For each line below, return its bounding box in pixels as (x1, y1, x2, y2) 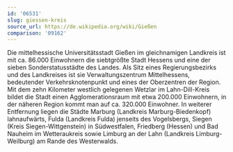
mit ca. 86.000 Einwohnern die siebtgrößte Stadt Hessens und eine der (7, 56, 211, 65)
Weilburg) (7, 137, 35, 146)
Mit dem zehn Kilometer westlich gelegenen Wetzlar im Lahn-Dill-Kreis (7, 85, 210, 94)
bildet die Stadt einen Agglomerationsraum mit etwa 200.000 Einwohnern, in (7, 93, 227, 101)
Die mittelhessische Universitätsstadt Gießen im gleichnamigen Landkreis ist (7, 49, 226, 57)
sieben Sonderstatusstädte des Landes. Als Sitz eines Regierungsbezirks (7, 63, 217, 71)
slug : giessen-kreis (7, 17, 67, 24)
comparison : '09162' (7, 29, 67, 37)
